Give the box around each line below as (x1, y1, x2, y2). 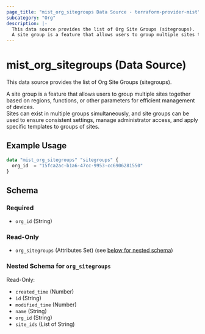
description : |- (6, 20, 48, 26)
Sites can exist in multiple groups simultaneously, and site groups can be (6, 110, 189, 117)
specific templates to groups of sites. (6, 123, 99, 131)
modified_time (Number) (15, 301, 77, 308)
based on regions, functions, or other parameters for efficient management (6, 97, 195, 104)
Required (6, 203, 34, 212)
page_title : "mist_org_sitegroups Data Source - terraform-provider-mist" (6, 9, 201, 15)
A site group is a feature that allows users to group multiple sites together (6, 90, 191, 98)
